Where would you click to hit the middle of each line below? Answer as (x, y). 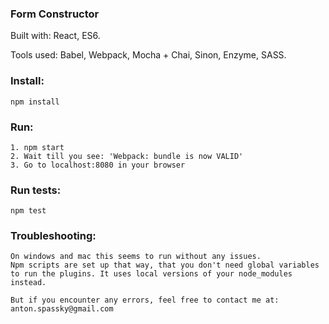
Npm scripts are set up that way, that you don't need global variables (165, 265)
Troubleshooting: (53, 236)
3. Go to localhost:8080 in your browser (98, 165)
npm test (28, 211)
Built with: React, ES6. (55, 36)
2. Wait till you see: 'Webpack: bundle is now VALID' (127, 156)
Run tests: (36, 190)
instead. (28, 283)
